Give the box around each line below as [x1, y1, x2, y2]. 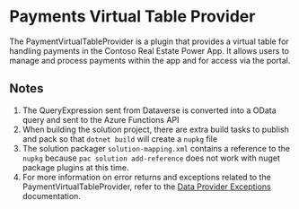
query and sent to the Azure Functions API [22, 114, 180, 125]
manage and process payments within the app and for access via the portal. [9, 55, 291, 65]
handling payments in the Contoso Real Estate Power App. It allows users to [9, 45, 290, 56]
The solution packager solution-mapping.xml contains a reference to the [22, 143, 290, 153]
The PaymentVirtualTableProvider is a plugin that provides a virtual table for [9, 36, 289, 47]
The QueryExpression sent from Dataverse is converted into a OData [22, 105, 277, 116]
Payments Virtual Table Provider [9, 6, 256, 27]
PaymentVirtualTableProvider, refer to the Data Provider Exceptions [22, 181, 271, 192]
